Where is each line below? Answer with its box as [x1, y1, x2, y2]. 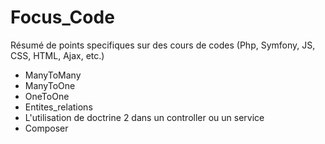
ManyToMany [24, 69, 82, 81]
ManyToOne [24, 79, 76, 91]
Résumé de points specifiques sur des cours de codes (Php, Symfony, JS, [10, 39, 316, 51]
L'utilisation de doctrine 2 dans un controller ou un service [24, 111, 265, 123]
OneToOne [24, 90, 70, 102]
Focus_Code [10, 6, 115, 29]
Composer [24, 122, 69, 134]
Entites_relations [24, 101, 93, 113]
